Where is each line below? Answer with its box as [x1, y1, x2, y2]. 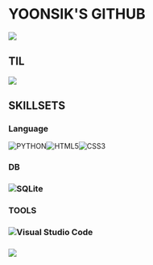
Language [8, 123, 49, 134]
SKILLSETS [8, 99, 66, 113]
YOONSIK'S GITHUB [8, 5, 147, 23]
